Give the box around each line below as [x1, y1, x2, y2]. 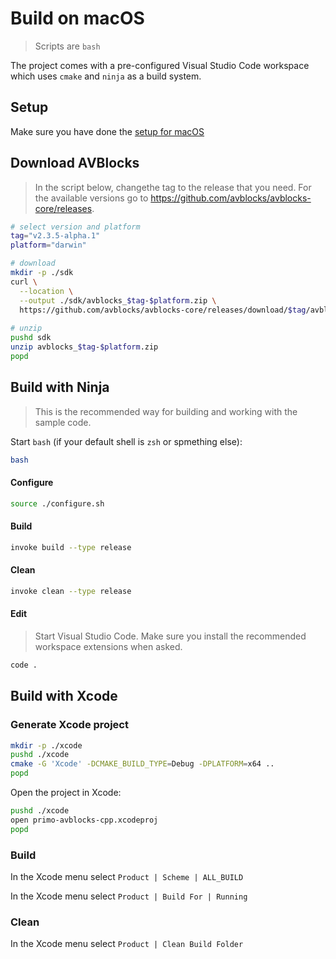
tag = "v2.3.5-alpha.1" [10, 231, 101, 241]
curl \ [10, 277, 38, 287]
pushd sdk [10, 333, 52, 343]
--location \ [19, 286, 74, 296]
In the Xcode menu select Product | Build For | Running [10, 890, 248, 902]
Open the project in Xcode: [10, 787, 122, 798]
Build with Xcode [10, 688, 118, 705]
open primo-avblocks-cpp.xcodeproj [10, 815, 159, 825]
